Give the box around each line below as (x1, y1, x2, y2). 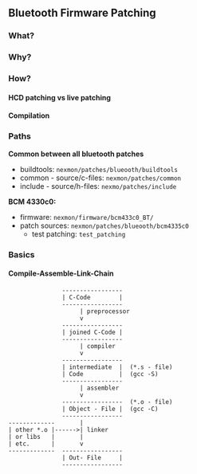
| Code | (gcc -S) (61, 370, 159, 378)
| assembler (79, 384, 120, 392)
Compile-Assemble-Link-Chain (8, 268, 114, 278)
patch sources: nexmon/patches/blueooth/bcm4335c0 (19, 221, 189, 230)
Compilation (8, 111, 50, 120)
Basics (8, 249, 35, 260)
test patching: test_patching (31, 229, 126, 238)
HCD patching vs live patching (8, 92, 112, 102)
